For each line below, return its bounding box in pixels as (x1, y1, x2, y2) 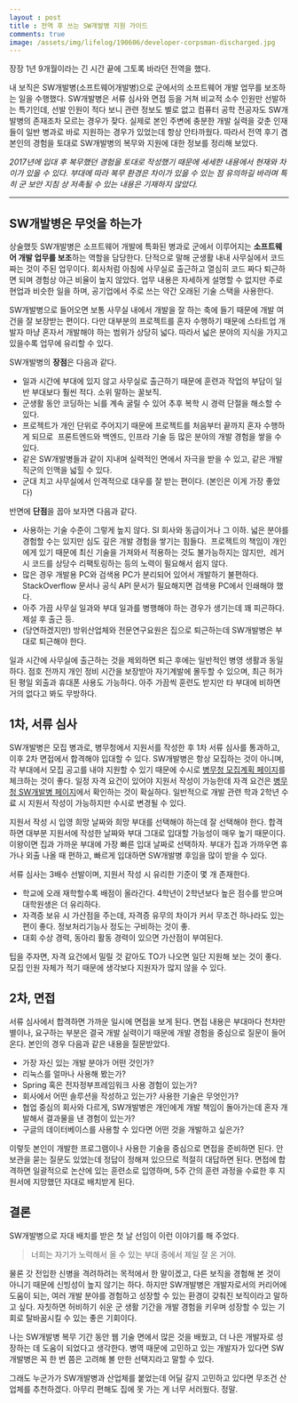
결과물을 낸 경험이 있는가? (45, 1113, 136, 1124)
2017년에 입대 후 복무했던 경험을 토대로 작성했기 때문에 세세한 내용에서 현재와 (9, 157, 278, 167)
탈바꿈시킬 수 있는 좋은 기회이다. (25, 1312, 137, 1323)
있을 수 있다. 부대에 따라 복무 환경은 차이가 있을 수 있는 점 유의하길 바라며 (25, 168, 278, 179)
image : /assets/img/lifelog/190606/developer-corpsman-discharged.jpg (9, 37, 276, 47)
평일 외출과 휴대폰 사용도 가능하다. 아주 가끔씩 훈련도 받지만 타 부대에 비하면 (18, 677, 281, 688)
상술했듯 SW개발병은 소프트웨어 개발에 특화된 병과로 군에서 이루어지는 (9, 241, 252, 252)
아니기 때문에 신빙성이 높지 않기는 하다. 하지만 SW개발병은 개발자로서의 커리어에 (9, 1278, 287, 1290)
